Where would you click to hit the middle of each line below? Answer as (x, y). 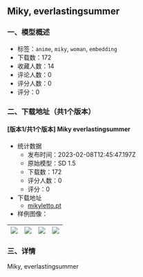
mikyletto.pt (45, 205)
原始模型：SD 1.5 (51, 163)
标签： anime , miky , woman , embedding (67, 48)
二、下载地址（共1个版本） (51, 111)
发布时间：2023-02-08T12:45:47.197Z (82, 154)
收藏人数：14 (36, 66)
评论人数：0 (34, 75)
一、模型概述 (29, 32)
